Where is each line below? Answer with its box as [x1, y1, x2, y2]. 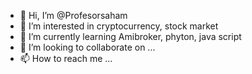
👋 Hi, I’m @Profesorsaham [19, 10, 128, 21]
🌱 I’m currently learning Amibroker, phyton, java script [19, 31, 242, 42]
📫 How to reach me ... [19, 53, 113, 64]
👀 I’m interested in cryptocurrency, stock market [19, 20, 219, 32]
